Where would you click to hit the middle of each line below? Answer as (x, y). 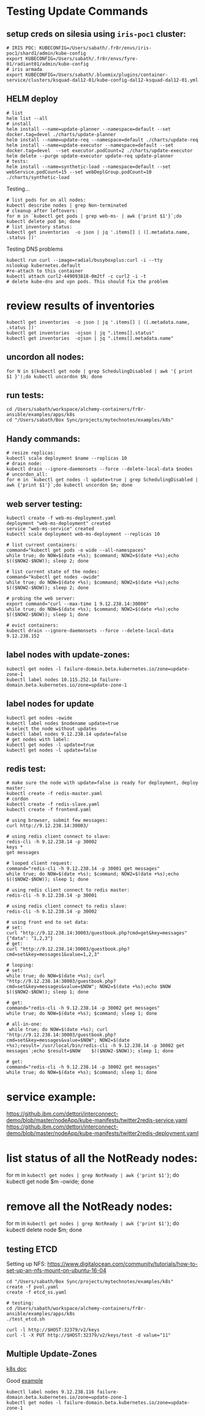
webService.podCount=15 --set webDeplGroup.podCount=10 (79, 172)
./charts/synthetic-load (38, 177)
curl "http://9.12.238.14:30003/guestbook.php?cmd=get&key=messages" (97, 933)
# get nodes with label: (38, 739)
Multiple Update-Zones (52, 1354)
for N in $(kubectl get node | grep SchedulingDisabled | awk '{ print (99, 371)
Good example (25, 1380)
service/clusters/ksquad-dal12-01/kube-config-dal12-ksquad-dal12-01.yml (102, 80)
